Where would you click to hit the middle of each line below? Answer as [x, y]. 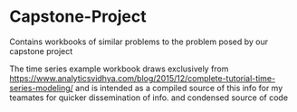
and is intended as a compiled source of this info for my [179, 88]
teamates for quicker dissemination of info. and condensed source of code [148, 98]
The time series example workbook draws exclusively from [119, 69]
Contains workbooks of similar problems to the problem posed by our [139, 42]
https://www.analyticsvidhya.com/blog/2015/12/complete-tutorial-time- [143, 78]
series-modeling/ [42, 88]
